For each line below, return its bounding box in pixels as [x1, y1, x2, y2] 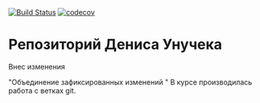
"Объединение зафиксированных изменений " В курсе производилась [8, 77, 253, 87]
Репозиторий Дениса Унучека [8, 36, 223, 53]
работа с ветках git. [8, 85, 76, 95]
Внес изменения [8, 61, 66, 71]
